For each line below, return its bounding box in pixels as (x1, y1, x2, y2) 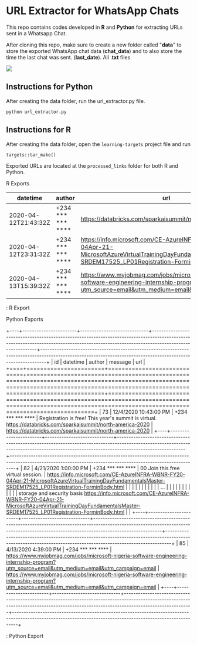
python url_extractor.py (6, 109, 67, 115)
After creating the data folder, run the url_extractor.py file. (6, 97, 145, 104)
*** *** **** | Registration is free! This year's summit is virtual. (6, 414, 157, 421)
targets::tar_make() (6, 152, 57, 158)
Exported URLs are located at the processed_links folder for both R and (6, 162, 179, 169)
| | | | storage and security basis (6, 490, 83, 497)
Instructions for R (6, 125, 72, 135)
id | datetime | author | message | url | (54, 358, 145, 365)
